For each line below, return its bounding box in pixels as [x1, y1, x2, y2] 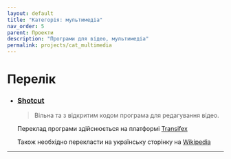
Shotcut [16, 96, 45, 106]
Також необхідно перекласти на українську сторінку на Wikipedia [16, 138, 211, 146]
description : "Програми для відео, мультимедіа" [7, 36, 149, 42]
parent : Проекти [7, 29, 54, 36]
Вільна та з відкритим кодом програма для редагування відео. [34, 111, 220, 120]
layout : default [7, 10, 54, 17]
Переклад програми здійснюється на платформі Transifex [16, 125, 188, 133]
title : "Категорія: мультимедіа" [7, 16, 103, 23]
